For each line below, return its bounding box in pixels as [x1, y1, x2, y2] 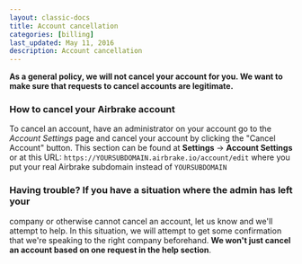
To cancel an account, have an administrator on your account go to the [9, 123, 272, 135]
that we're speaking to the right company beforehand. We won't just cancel [9, 234, 291, 245]
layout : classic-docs [9, 13, 91, 22]
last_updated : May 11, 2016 [9, 38, 115, 48]
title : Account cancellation [9, 22, 119, 31]
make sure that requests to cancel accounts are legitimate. [9, 81, 234, 92]
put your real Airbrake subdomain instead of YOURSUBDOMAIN [9, 162, 227, 172]
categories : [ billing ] [9, 30, 94, 39]
